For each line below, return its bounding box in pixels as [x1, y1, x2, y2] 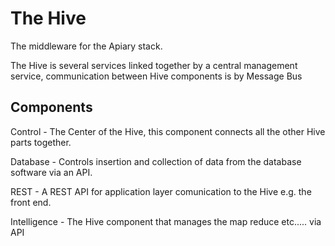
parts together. [10, 136, 72, 148]
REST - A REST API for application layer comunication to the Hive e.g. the [10, 185, 312, 197]
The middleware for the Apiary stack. [10, 40, 163, 52]
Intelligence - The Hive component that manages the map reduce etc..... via [10, 215, 322, 227]
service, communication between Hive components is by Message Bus [10, 70, 303, 82]
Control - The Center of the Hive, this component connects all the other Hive [10, 125, 326, 137]
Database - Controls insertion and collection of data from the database [10, 155, 302, 167]
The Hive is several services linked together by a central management [10, 59, 298, 71]
